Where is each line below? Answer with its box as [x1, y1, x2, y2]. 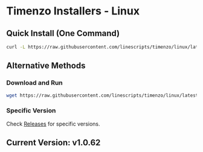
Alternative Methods [6, 61, 86, 71]
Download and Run [6, 79, 63, 87]
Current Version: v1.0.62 [6, 138, 101, 148]
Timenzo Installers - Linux [6, 4, 140, 18]
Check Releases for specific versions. [6, 120, 100, 127]
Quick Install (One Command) [6, 28, 120, 38]
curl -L [6, 44, 26, 50]
